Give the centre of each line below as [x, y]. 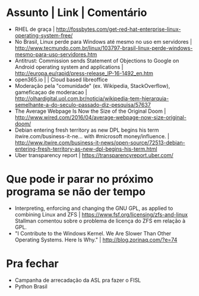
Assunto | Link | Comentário [77, 13]
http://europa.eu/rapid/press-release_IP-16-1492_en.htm [84, 73]
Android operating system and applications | [69, 67]
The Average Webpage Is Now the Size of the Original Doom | [90, 111]
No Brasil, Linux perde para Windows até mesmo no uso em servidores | [103, 42]
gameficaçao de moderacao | [51, 92]
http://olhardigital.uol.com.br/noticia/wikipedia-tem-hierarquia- [92, 98]
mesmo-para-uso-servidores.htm [56, 54]
